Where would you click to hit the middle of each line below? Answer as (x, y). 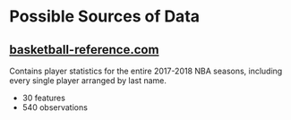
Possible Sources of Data (104, 17)
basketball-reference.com (84, 50)
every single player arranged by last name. (88, 81)
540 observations (55, 107)
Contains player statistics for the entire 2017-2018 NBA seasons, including (146, 71)
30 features (43, 98)
